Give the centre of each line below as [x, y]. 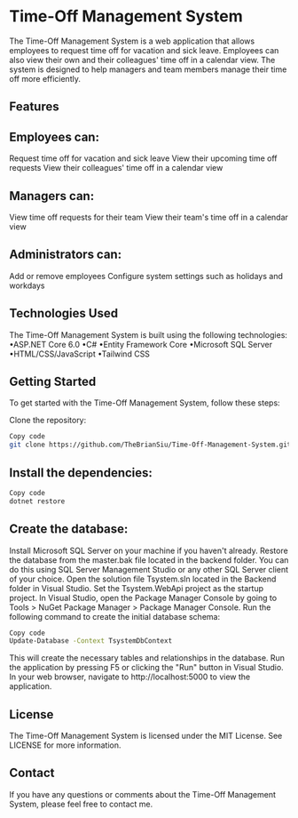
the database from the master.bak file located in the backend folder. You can [149, 560]
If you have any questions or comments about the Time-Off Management [143, 794]
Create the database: [69, 529]
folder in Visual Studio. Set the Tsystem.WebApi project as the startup [137, 588]
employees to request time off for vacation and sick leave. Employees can [144, 50]
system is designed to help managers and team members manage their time [148, 69]
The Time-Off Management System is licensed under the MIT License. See [146, 736]
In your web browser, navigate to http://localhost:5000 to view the [130, 677]
